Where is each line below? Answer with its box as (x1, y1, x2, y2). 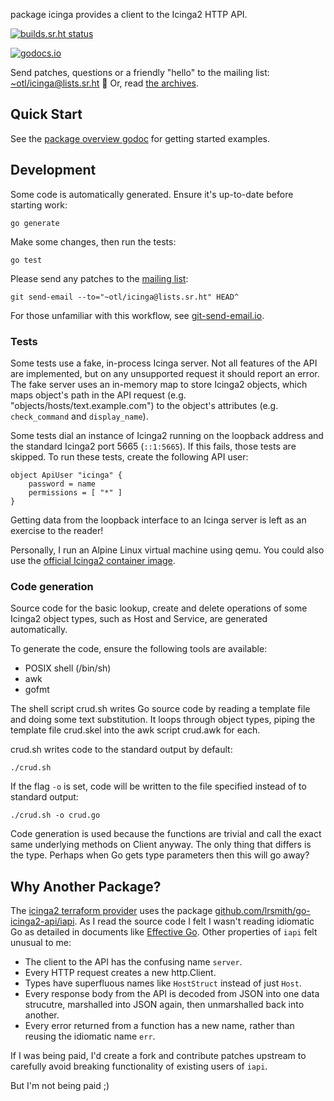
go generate (10, 218, 60, 228)
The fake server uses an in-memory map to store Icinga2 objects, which (10, 378, 308, 390)
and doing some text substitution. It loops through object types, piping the (10, 714, 316, 726)
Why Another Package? (10, 878, 162, 895)
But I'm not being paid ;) (10, 1080, 110, 1092)
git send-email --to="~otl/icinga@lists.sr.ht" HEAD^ (10, 292, 240, 302)
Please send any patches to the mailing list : (10, 272, 189, 284)
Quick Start (10, 106, 83, 123)
